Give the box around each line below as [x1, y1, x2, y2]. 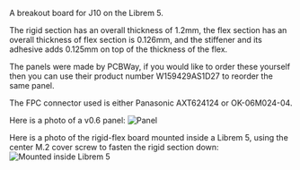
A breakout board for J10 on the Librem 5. [9, 8, 164, 18]
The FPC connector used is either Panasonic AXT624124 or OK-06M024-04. [9, 98, 293, 108]
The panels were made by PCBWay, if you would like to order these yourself [9, 62, 290, 72]
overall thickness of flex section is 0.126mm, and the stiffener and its [9, 35, 262, 45]
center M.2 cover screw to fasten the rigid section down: [9, 142, 219, 152]
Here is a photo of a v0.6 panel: [9, 115, 126, 125]
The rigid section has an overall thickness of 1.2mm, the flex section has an [9, 25, 287, 35]
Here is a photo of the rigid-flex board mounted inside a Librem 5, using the [9, 132, 289, 142]
